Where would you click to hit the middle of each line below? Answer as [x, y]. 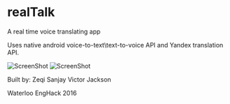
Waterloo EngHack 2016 [42, 93]
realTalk [31, 12]
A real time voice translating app [54, 31]
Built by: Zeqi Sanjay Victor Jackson [59, 79]
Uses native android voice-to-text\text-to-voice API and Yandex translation [115, 45]
